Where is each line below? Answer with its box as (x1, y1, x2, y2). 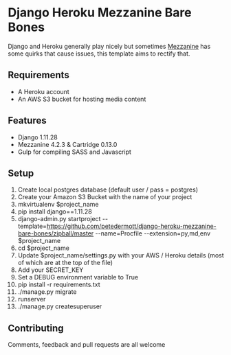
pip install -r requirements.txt (17, 280, 100, 289)
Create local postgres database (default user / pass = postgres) (17, 185, 199, 194)
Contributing (8, 322, 64, 334)
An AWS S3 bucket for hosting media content (17, 95, 146, 103)
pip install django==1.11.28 (17, 207, 92, 216)
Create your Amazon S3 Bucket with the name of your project (17, 193, 192, 201)
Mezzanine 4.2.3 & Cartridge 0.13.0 (17, 140, 118, 148)
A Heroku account (17, 87, 69, 95)
